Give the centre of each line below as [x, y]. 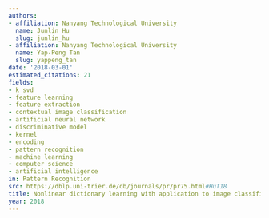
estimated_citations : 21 [50, 75]
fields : [21, 82]
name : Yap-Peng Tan [48, 53]
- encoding [26, 142]
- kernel [23, 134]
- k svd [21, 90]
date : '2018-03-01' [41, 68]
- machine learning [41, 157]
